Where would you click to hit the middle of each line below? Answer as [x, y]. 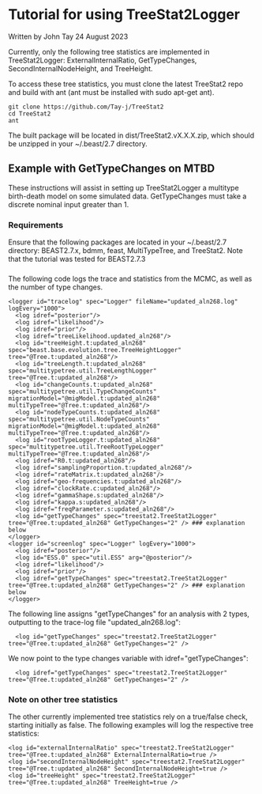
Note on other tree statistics [63, 699]
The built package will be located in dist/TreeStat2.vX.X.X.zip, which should [131, 135]
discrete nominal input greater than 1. [69, 204]
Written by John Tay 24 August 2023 [68, 36]
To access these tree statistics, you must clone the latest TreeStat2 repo [125, 84]
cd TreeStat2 [30, 113]
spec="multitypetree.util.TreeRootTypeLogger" [86, 447]
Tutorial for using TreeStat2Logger [124, 15]
